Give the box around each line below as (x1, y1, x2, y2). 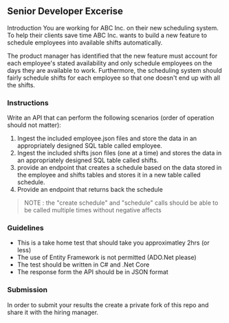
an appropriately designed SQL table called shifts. (17, 156, 159, 164)
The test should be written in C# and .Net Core (17, 260, 150, 269)
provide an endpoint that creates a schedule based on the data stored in (17, 164, 222, 172)
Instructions (7, 98, 50, 107)
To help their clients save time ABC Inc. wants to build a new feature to (7, 31, 208, 39)
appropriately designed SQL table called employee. (17, 142, 163, 150)
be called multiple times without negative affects (23, 206, 162, 214)
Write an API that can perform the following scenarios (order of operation (7, 113, 215, 122)
